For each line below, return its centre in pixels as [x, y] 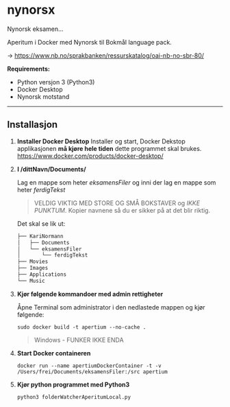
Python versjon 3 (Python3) [56, 82]
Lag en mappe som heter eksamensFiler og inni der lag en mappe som [116, 182]
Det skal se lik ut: [41, 223]
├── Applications [42, 275]
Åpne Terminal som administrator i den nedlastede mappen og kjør [111, 307]
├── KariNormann [40, 236]
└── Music [31, 281]
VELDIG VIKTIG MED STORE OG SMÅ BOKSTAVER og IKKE [117, 203]
